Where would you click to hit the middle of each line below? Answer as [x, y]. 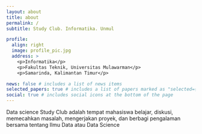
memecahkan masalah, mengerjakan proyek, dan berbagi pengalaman [93, 118]
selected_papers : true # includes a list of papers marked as [86, 90]
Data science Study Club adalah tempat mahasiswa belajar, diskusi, [90, 112]
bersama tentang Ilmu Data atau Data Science [63, 125]
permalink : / [23, 23]
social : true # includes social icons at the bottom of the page [90, 95]
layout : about [24, 12]
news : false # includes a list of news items [64, 84]
